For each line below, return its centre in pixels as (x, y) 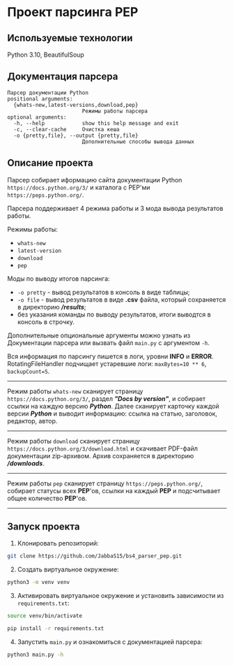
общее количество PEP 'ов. (47, 498)
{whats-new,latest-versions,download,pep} (76, 105)
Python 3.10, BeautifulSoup (46, 54)
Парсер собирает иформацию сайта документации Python (95, 180)
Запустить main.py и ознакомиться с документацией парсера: (110, 642)
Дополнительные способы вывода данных (138, 141)
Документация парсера (63, 76)
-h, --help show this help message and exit (96, 123)
